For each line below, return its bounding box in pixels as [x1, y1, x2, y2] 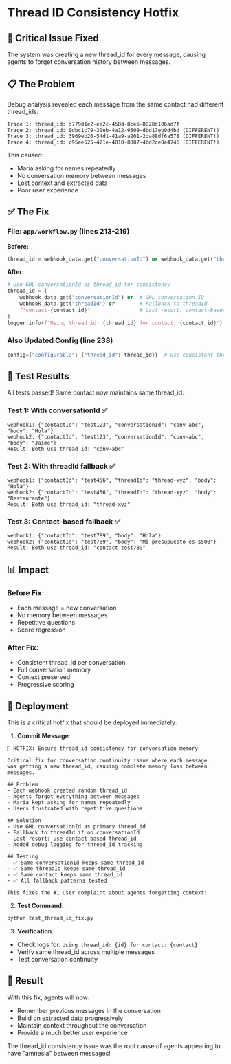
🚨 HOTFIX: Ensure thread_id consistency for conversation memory [7, 745, 198, 752]
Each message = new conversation [16, 603, 117, 612]
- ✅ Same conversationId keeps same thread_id [7, 859, 144, 867]
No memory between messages [16, 611, 108, 619]
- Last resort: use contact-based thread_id [7, 835, 137, 843]
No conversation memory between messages [16, 171, 146, 179]
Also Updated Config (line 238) [7, 335, 113, 345]
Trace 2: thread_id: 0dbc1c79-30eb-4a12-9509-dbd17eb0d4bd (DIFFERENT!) [7, 126, 220, 133]
